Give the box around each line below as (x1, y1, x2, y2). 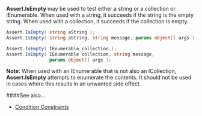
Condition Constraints (14, 103, 69, 111)
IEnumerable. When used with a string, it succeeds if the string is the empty (6, 11, 194, 19)
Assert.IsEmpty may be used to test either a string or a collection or (6, 5, 176, 12)
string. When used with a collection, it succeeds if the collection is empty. (6, 18, 189, 25)
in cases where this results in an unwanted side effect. (6, 80, 141, 87)
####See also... (6, 92, 46, 99)
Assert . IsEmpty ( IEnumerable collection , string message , (6, 51, 155, 57)
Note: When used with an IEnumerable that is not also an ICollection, (6, 68, 177, 75)
